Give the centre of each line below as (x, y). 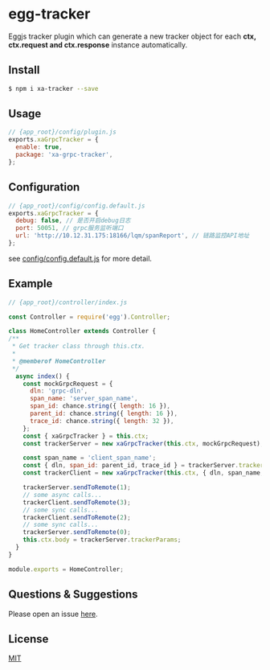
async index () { (43, 376)
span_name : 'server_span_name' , (84, 399)
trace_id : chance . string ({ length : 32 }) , (102, 421)
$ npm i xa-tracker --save (53, 88)
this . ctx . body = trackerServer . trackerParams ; (102, 540)
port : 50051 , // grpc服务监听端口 (70, 228)
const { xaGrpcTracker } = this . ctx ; (86, 436)
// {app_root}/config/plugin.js (62, 132)
